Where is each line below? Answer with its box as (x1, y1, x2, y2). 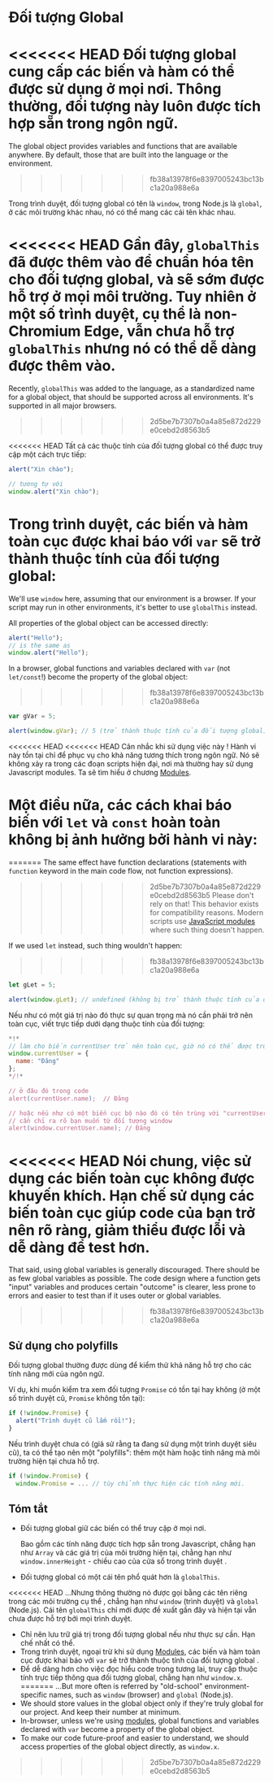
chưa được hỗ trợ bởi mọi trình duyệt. (8, 1614, 132, 1624)
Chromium (8, 322, 81, 341)
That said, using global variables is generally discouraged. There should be (8, 1265, 260, 1275)
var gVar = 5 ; (8, 712, 57, 721)
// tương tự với (8, 479, 63, 488)
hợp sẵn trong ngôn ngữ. (8, 115, 179, 133)
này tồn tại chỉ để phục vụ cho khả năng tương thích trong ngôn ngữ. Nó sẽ (8, 750, 260, 760)
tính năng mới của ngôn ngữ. (8, 1369, 105, 1379)
